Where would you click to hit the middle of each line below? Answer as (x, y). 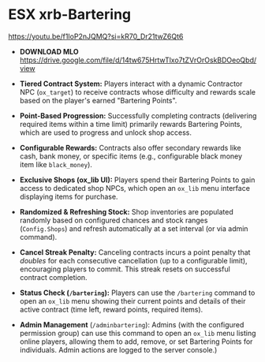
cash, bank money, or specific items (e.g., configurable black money (131, 156)
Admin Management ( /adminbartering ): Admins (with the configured (132, 324)
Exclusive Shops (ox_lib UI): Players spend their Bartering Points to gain (137, 180)
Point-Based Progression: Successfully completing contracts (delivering (138, 115)
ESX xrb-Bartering (70, 15)
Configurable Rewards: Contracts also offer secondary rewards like (131, 147)
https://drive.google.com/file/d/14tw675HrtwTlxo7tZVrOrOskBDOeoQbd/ (138, 60)
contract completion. (54, 277)
